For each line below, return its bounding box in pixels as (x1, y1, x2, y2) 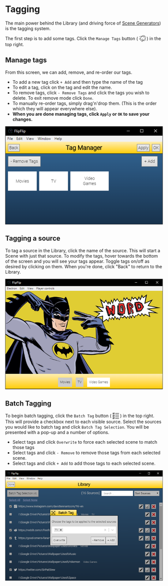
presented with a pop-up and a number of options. (5, 430, 109, 436)
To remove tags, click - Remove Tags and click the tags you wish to (12, 89, 150, 96)
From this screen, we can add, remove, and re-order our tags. (5, 69, 132, 75)
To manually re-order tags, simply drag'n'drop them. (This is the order (12, 100, 157, 106)
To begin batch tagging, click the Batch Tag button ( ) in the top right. (5, 413, 154, 419)
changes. (12, 116, 33, 122)
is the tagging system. (5, 25, 51, 31)
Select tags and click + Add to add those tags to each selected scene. (12, 460, 156, 467)
